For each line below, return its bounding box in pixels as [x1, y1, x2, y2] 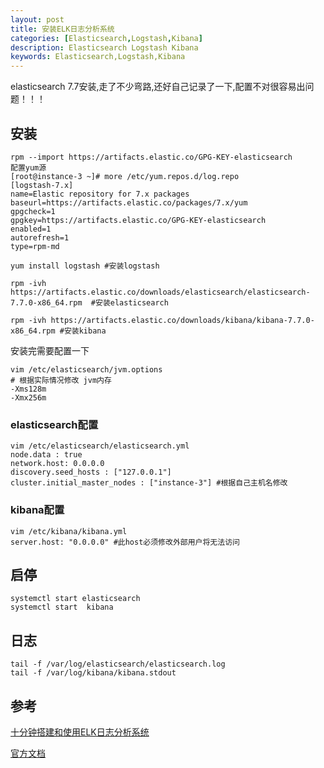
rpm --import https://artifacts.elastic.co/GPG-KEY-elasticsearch [10, 152, 293, 162]
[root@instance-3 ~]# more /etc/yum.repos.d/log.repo [10, 171, 240, 181]
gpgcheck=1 [10, 206, 56, 216]
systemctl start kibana [10, 602, 114, 613]
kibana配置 [10, 503, 65, 517]
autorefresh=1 [10, 232, 70, 243]
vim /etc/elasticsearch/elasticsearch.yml [10, 441, 190, 451]
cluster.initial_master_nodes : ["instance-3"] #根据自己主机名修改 [10, 478, 288, 488]
